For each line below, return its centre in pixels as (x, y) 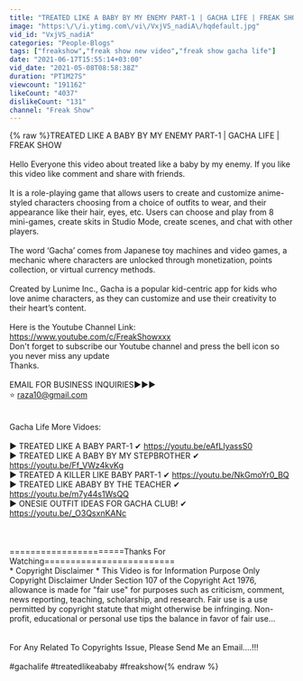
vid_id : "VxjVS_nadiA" (52, 34)
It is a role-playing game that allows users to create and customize (133, 193)
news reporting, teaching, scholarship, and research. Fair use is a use (138, 600)
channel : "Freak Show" (52, 110)
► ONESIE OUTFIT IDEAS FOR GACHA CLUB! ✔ (98, 504)
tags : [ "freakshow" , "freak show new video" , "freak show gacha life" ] (143, 51)
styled (21, 203)
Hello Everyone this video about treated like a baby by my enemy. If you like (150, 164)
